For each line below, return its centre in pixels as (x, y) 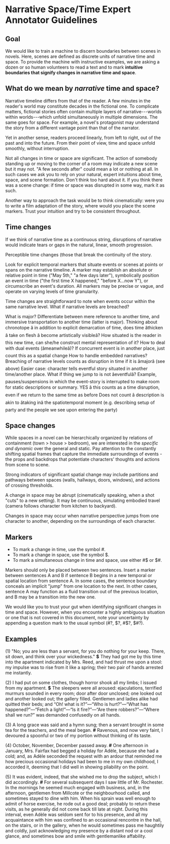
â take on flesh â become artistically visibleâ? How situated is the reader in (83, 335)
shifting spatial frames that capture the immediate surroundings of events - (84, 454)
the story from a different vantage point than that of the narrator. (73, 127)
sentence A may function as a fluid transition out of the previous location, (82, 592)
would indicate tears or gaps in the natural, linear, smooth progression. (79, 245)
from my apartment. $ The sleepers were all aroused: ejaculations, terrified (84, 688)
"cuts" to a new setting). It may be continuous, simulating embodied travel (83, 500)
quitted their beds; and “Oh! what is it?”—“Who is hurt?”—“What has (77, 704)
